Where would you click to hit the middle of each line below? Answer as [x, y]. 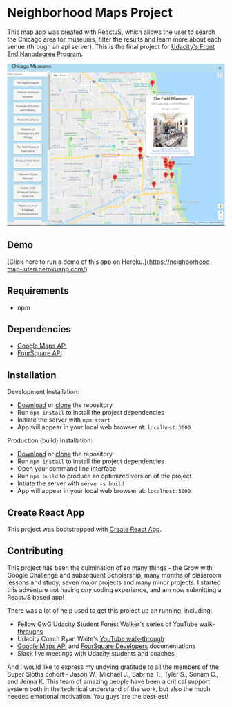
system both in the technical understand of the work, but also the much [109, 689]
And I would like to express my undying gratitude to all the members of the [113, 667]
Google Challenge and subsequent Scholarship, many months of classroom [115, 575]
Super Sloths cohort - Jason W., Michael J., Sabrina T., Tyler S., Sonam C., [113, 674]
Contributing [35, 551]
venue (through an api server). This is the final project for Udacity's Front [111, 46]
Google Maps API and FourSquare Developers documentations [106, 646]
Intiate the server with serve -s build [71, 483]
